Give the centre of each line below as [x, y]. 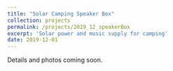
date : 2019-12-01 [33, 40]
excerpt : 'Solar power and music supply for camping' [88, 33]
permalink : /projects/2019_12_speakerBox [69, 27]
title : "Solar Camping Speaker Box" [61, 14]
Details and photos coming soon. [55, 60]
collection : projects [39, 20]
